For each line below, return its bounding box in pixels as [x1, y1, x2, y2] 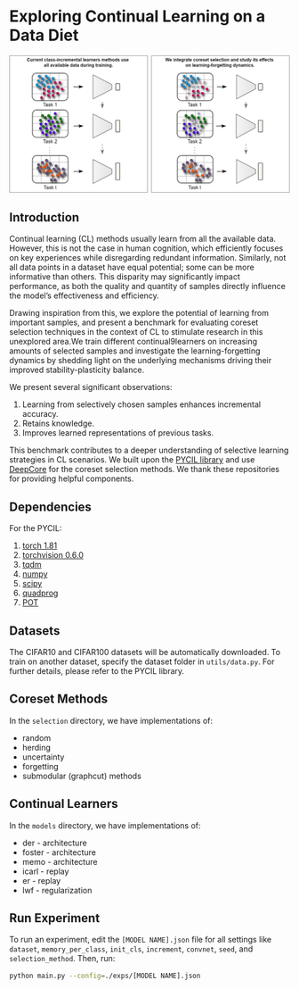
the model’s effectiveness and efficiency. [9, 290, 160, 301]
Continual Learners [9, 796, 118, 811]
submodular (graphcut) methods [21, 770, 142, 781]
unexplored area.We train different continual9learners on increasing [9, 337, 258, 347]
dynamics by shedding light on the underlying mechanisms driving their [9, 355, 272, 366]
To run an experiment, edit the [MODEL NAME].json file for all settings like [9, 935, 272, 945]
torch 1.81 [21, 540, 58, 551]
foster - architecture [21, 846, 96, 858]
